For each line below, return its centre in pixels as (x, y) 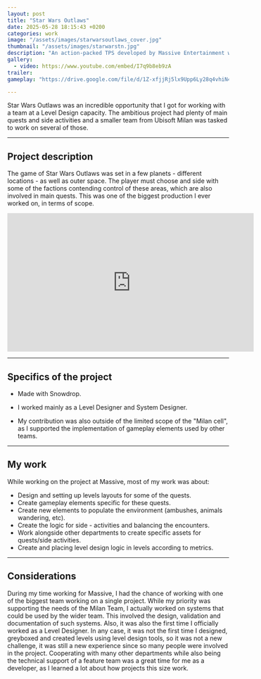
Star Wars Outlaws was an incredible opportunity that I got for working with (116, 106)
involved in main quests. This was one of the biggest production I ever (109, 196)
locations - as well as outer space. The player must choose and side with (113, 181)
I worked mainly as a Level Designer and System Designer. (102, 407)
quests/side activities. (49, 540)
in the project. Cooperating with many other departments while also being (114, 653)
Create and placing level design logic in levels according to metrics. (115, 547)
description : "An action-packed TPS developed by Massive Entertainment (116, 53)
